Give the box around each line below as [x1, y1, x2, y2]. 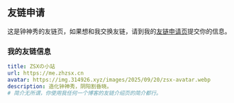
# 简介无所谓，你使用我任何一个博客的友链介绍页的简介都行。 [7, 90, 162, 97]
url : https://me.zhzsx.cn [7, 70, 84, 77]
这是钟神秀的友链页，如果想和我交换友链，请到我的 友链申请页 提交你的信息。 [7, 27, 231, 36]
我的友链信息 [7, 46, 52, 56]
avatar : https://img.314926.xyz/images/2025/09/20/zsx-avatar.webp [7, 76, 211, 83]
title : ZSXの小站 [7, 63, 55, 70]
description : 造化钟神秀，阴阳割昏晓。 [7, 82, 112, 90]
